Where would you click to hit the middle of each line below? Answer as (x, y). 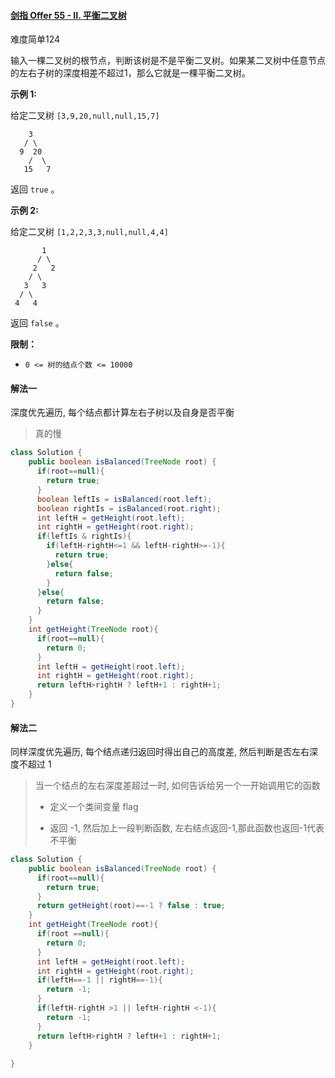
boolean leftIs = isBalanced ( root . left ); (124, 499)
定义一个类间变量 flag (94, 807)
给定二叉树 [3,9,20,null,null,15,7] (85, 116)
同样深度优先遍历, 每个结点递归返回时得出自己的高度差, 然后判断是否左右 (160, 752)
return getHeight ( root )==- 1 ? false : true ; (131, 906)
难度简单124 (35, 39)
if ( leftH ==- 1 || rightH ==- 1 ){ (99, 980)
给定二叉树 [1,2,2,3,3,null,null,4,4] (89, 232)
